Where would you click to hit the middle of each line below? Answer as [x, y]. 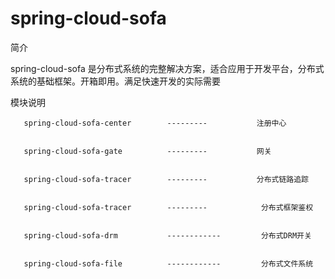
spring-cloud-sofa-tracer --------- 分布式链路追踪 [166, 179]
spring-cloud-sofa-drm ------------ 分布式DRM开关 [167, 235]
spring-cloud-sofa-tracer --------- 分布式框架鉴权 [168, 207]
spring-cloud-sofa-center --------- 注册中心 [155, 123]
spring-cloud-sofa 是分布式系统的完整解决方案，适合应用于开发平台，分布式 [167, 68]
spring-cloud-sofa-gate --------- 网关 [147, 151]
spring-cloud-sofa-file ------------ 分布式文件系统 [168, 263]
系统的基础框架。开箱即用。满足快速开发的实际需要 [115, 81]
